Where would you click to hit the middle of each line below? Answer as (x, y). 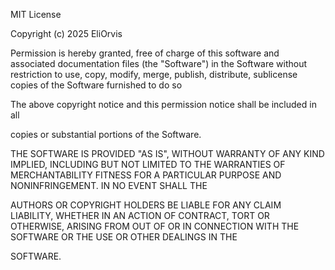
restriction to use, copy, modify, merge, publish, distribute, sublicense (154, 74)
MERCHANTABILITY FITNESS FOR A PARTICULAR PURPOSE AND (146, 175)
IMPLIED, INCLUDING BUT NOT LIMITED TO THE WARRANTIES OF (148, 164)
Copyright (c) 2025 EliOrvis (66, 33)
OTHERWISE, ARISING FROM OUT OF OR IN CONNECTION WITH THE (155, 226)
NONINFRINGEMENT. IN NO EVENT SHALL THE (109, 185)
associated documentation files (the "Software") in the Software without (159, 63)
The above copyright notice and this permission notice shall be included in (163, 104)
